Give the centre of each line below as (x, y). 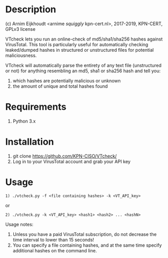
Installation (30, 142)
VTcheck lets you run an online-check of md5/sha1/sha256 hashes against (84, 39)
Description (31, 9)
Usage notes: (19, 224)
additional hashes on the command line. (55, 250)
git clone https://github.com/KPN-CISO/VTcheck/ (65, 156)
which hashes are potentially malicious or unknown (67, 81)
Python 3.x (24, 121)
